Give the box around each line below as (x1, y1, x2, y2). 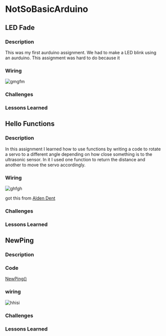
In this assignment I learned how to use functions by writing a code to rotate (5, 146, 161, 152)
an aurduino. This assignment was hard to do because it (5, 55, 120, 61)
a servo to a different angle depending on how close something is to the (5, 151, 153, 157)
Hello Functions (5, 119, 55, 128)
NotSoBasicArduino (5, 3, 88, 15)
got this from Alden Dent (5, 195, 56, 201)
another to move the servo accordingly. (5, 162, 86, 168)
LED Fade (5, 23, 35, 32)
